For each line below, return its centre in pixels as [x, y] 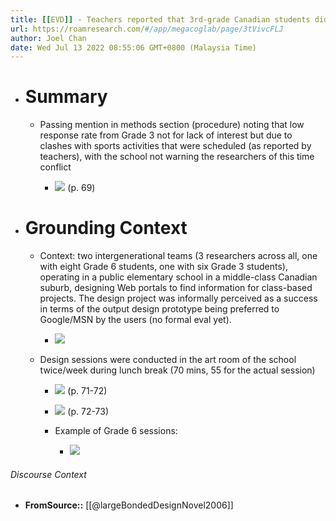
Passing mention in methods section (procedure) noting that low [172, 125]
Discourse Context [48, 474]
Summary [66, 97]
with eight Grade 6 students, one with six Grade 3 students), [163, 267]
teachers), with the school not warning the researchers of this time [177, 157]
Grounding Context [106, 228]
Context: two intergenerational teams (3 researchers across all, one [178, 256]
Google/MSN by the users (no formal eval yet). [135, 320]
